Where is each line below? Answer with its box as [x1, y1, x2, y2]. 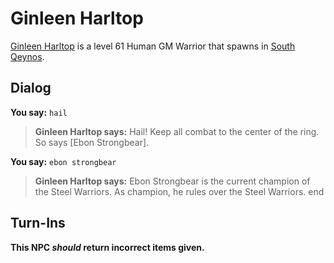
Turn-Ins [10, 215, 66, 232]
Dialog [10, 80, 52, 97]
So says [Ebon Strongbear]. [34, 136, 150, 148]
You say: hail [10, 106, 68, 118]
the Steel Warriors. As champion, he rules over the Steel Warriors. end [34, 185, 325, 197]
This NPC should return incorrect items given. [10, 241, 205, 253]
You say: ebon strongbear [10, 155, 117, 167]
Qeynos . [10, 50, 45, 62]
